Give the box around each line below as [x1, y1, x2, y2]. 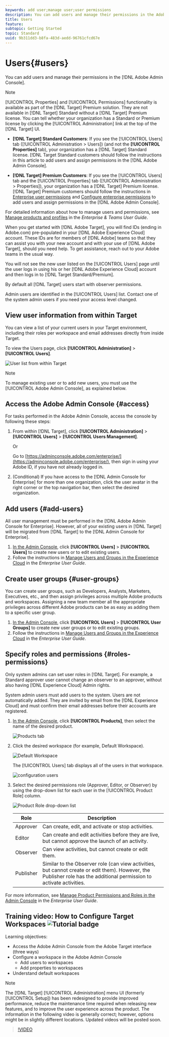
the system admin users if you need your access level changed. [5, 296, 137, 302]
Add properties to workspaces [20, 965, 83, 971]
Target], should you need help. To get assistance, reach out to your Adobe [5, 246, 159, 252]
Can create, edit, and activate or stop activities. [42, 823, 153, 830]
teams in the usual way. [5, 251, 54, 257]
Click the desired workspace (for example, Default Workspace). [12, 742, 144, 748]
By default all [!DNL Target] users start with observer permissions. [5, 281, 142, 287]
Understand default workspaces [12, 970, 79, 976]
